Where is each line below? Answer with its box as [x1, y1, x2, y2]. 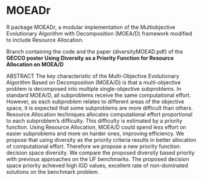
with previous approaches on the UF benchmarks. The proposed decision [6, 155, 189, 162]
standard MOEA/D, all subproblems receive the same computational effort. [6, 91, 191, 99]
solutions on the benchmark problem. [6, 168, 99, 175]
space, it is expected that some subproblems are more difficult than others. [6, 104, 193, 111]
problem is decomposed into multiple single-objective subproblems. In [6, 85, 181, 92]
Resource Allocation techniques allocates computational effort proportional [6, 111, 193, 118]
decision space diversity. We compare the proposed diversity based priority [6, 149, 195, 156]
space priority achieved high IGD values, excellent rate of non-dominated [6, 162, 189, 169]
